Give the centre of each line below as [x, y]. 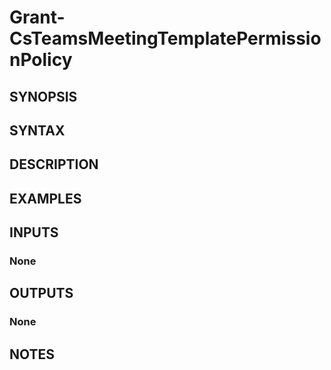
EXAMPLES [45, 198]
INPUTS [34, 232]
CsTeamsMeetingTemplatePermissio [165, 38]
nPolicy [41, 60]
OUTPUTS [41, 293]
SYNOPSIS [43, 96]
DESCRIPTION [54, 164]
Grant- [37, 17]
